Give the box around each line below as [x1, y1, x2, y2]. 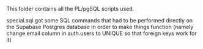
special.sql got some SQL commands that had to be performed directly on [6, 17, 193, 24]
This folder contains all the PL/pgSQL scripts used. [6, 5, 135, 12]
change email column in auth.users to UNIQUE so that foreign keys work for [6, 30, 197, 37]
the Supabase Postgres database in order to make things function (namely [6, 24, 194, 30]
